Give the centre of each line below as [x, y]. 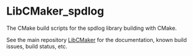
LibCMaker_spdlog [55, 11]
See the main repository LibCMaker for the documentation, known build [96, 40]
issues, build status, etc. [37, 46]
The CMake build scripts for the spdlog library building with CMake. [92, 28]
